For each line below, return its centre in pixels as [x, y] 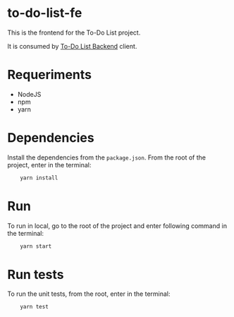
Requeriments [49, 75]
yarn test [35, 307]
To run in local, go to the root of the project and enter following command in [117, 226]
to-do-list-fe [45, 13]
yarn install [39, 178]
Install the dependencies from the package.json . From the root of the [107, 157]
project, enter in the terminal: [49, 165]
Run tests [36, 274]
